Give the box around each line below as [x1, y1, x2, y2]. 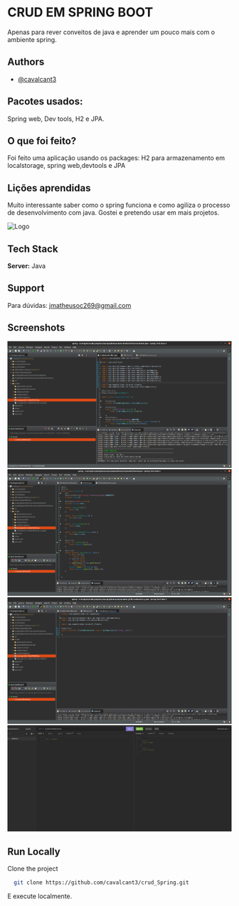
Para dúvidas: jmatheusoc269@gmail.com [7, 301, 132, 309]
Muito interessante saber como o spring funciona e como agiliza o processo [7, 201, 230, 210]
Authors [7, 56, 45, 68]
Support [7, 282, 45, 294]
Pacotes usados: [7, 95, 83, 107]
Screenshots [7, 321, 65, 334]
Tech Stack [7, 243, 58, 255]
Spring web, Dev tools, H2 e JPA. [7, 114, 105, 123]
